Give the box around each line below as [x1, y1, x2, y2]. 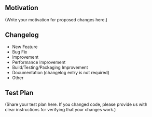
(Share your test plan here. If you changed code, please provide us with [5, 101, 148, 107]
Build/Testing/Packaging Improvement [12, 64, 88, 70]
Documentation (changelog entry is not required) [12, 69, 110, 75]
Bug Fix [12, 49, 28, 55]
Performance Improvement [12, 59, 66, 65]
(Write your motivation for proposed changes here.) [5, 17, 108, 22]
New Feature [12, 44, 38, 50]
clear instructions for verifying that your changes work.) [5, 107, 116, 113]
